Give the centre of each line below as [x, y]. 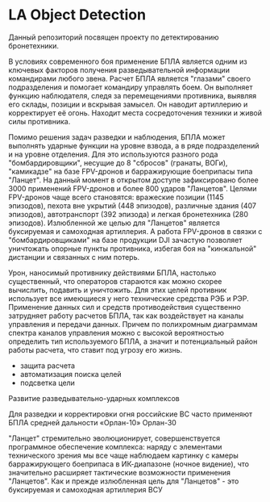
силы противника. [39, 121]
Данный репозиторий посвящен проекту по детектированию [114, 37]
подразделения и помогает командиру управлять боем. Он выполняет [131, 87]
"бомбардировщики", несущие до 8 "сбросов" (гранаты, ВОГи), [118, 162]
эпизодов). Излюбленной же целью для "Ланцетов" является [114, 223]
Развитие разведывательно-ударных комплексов [94, 398]
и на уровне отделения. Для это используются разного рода [113, 154]
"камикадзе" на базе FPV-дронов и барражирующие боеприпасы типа [131, 171]
